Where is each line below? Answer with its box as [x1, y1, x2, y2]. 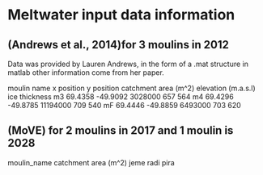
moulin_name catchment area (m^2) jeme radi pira [7, 157, 175, 167]
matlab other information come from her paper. [7, 68, 165, 77]
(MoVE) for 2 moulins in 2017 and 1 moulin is [7, 123, 234, 138]
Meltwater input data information [7, 6, 235, 24]
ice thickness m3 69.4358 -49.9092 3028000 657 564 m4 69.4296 [7, 92, 234, 102]
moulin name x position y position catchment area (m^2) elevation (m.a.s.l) [7, 83, 256, 93]
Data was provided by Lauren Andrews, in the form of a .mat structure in [7, 59, 248, 69]
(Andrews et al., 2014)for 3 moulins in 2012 [7, 38, 230, 52]
